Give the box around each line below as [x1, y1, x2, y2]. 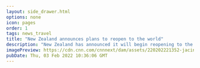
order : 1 [6, 25, 28, 31]
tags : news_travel [6, 31, 52, 37]
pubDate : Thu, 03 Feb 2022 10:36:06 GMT [6, 53, 108, 59]
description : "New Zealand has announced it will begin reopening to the [6, 42, 193, 48]
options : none [6, 14, 42, 20]
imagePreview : [6, 47, 42, 53]
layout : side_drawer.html [6, 8, 70, 15]
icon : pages [6, 20, 36, 25]
